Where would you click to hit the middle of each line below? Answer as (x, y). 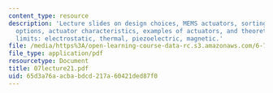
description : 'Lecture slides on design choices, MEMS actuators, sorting (138, 23)
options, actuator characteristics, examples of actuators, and (127, 31)
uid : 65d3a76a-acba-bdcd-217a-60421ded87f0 (83, 76)
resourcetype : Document (49, 61)
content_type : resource (49, 16)
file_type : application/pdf (56, 53)
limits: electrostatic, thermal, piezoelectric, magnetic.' (119, 38)
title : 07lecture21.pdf (49, 69)
